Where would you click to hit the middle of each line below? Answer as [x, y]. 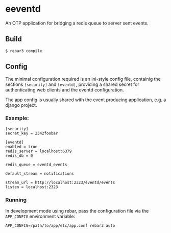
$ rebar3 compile [24, 51]
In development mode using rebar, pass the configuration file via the [77, 211]
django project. [21, 105]
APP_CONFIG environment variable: [40, 216]
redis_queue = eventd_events [36, 165]
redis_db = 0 [19, 156]
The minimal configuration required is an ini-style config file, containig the [83, 79]
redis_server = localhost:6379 [39, 151]
